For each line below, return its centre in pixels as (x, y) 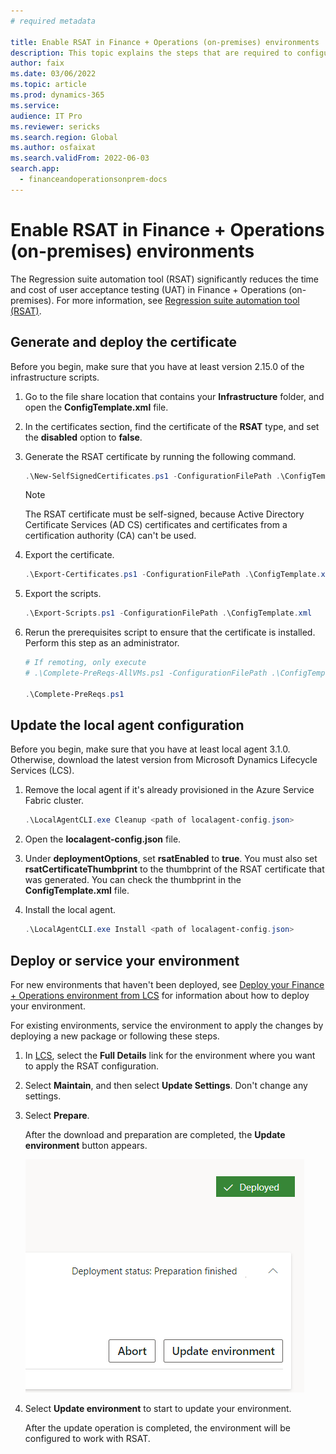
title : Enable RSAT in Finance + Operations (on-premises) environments (165, 42)
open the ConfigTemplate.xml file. (96, 407)
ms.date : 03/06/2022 (53, 74)
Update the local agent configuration (127, 725)
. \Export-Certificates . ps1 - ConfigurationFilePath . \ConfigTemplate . (173, 575)
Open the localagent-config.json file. (103, 839)
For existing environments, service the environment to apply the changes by (167, 1025)
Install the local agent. (70, 910)
